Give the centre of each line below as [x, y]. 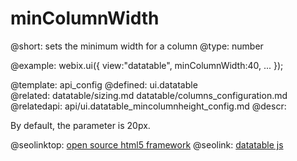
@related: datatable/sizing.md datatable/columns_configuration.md [149, 95]
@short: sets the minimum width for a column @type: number [137, 46]
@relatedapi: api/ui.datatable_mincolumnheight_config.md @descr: [148, 106]
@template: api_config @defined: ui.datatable [104, 84]
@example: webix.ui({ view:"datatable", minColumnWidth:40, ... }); [147, 65]
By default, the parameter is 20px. [80, 125]
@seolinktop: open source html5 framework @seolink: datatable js [147, 144]
